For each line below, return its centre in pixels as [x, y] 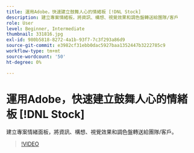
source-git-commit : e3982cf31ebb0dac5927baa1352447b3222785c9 [86, 46]
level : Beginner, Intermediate [45, 29]
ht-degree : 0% [24, 62]
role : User [20, 23]
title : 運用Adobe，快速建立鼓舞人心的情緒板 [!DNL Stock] [74, 12]
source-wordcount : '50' [36, 57]
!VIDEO [30, 144]
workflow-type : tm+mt [33, 51]
